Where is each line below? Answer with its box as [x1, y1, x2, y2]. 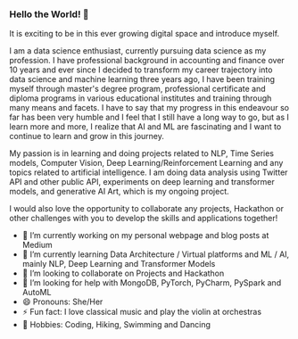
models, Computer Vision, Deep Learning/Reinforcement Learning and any [9, 158, 284, 169]
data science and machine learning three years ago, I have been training [9, 74, 275, 85]
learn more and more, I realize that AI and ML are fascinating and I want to [9, 121, 282, 132]
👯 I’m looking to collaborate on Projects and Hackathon [21, 268, 225, 279]
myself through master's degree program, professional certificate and [9, 84, 266, 95]
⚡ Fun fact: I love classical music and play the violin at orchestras [21, 307, 261, 318]
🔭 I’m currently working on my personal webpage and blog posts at [21, 230, 269, 241]
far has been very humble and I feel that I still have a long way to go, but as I [9, 112, 290, 123]
